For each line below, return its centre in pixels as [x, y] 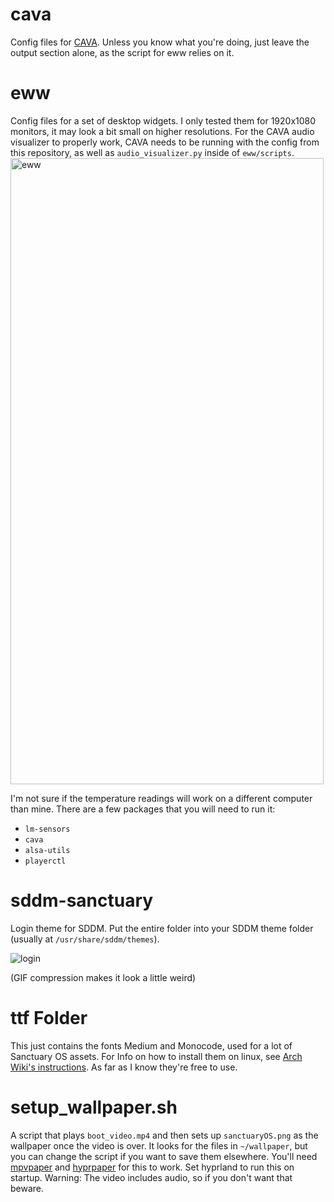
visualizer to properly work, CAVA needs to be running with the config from [165, 142]
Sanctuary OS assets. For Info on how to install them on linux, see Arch [156, 1056]
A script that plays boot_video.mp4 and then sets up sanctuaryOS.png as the [164, 1135]
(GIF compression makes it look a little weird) [103, 977]
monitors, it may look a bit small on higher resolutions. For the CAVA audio [162, 131]
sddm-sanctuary [82, 900]
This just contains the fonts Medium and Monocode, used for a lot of [151, 1045]
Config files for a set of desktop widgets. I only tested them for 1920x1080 [163, 120]
